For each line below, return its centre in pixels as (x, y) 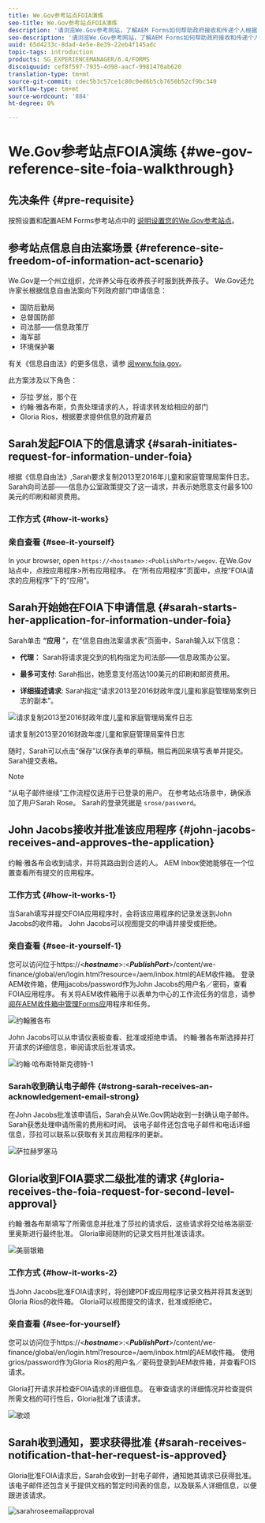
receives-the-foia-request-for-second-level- (121, 1191)
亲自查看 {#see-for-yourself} (64, 1323)
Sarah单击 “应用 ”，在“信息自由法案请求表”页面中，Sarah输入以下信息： (125, 640)
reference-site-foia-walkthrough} (121, 169)
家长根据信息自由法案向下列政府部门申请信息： (91, 290)
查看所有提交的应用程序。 (56, 872)
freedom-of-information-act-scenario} (106, 261)
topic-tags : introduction (50, 52)
